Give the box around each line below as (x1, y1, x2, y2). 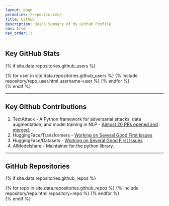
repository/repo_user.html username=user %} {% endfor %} (5, 78, 130, 84)
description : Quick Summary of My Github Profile (5, 21, 112, 27)
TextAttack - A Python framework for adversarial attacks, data (12, 116, 141, 122)
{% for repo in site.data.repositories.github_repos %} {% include (5, 185, 139, 191)
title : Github (5, 17, 35, 22)
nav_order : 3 (5, 31, 33, 36)
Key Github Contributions (5, 103, 87, 111)
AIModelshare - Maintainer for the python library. (12, 143, 114, 149)
